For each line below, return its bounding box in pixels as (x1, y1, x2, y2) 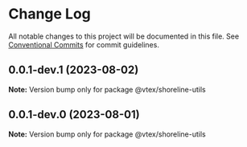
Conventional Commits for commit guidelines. (8, 39, 159, 49)
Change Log (8, 5, 91, 23)
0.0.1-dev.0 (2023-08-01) (8, 108, 140, 121)
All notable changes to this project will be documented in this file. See (8, 31, 240, 41)
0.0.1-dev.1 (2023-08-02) (8, 63, 139, 77)
